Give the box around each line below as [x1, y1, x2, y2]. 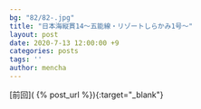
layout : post [9, 30, 59, 39]
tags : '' [9, 55, 43, 64]
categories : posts [9, 47, 79, 56]
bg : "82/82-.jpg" [9, 13, 75, 23]
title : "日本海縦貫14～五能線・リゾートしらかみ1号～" [9, 22, 193, 31]
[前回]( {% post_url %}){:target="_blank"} [9, 89, 164, 100]
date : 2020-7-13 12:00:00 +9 [9, 38, 120, 48]
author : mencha [9, 64, 67, 73]
